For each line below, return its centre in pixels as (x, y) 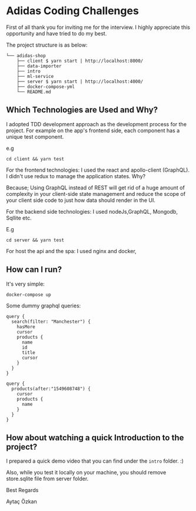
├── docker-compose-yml (46, 87)
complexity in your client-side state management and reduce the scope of (96, 194)
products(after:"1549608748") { (51, 389)
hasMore (26, 327)
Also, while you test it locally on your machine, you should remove (86, 473)
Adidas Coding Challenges (73, 11)
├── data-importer (39, 66)
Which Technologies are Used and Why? (82, 110)
